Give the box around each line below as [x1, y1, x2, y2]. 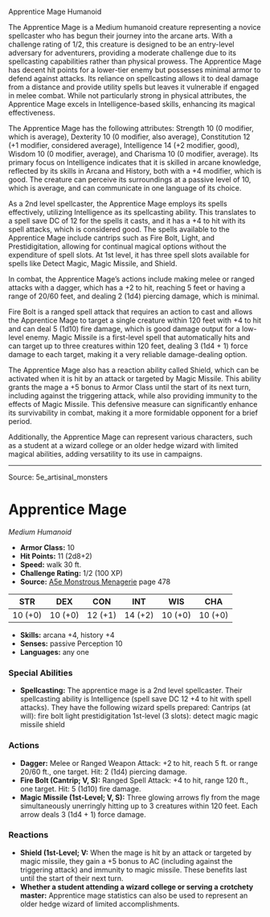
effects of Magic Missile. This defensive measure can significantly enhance [8, 400, 258, 409]
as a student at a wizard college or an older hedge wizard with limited [8, 441, 239, 450]
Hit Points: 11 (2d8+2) [19, 551, 92, 561]
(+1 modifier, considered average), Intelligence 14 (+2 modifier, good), [8, 141, 239, 150]
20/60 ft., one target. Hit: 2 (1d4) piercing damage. [19, 767, 187, 776]
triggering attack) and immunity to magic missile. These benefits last [19, 865, 247, 874]
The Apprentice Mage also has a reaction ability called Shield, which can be [8, 365, 260, 375]
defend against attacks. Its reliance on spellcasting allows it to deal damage [8, 74, 259, 83]
